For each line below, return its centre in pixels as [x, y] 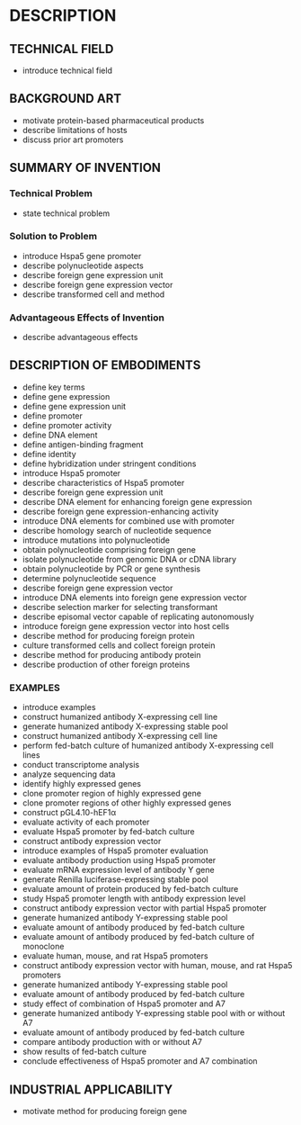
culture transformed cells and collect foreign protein [119, 645]
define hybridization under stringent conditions [109, 463]
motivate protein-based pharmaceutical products [113, 120]
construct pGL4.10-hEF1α [69, 813]
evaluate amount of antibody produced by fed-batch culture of [138, 937]
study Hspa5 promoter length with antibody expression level [134, 899]
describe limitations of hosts [75, 130]
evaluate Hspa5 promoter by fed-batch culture [108, 832]
